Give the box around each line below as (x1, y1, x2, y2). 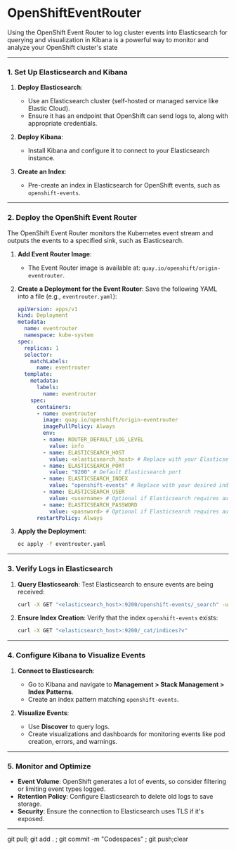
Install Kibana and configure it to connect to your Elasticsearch (27, 146, 210, 155)
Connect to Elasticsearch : (17, 666, 95, 675)
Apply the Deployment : (17, 527, 86, 535)
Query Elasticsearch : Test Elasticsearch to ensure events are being (17, 580, 214, 588)
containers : (36, 403, 72, 410)
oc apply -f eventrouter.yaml (17, 541, 107, 548)
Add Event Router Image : (17, 249, 92, 258)
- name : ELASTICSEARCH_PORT (43, 462, 125, 469)
